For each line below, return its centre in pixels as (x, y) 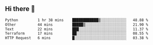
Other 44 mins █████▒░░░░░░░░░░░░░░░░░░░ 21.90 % (77, 25)
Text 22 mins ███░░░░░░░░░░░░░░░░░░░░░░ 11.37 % (77, 29)
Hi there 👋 (20, 9)
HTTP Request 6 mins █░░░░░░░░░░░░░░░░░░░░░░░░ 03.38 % (77, 38)
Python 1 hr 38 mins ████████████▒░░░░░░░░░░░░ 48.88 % (77, 20)
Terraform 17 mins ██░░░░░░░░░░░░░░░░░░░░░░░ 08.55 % (77, 34)
